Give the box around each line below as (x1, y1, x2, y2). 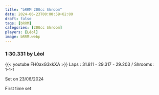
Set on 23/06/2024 (5, 76, 44, 82)
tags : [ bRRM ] (5, 20, 32, 26)
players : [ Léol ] (5, 30, 38, 35)
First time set (5, 86, 32, 92)
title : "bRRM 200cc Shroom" (5, 7, 63, 12)
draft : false (5, 16, 32, 21)
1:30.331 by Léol (5, 50, 45, 57)
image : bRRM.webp (5, 35, 41, 39)
